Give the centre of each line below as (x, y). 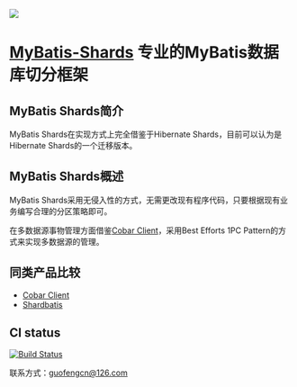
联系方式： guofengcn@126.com (68, 373)
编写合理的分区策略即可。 (64, 211)
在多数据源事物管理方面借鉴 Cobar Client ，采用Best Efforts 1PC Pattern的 (144, 230)
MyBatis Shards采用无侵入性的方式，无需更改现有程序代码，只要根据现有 (145, 200)
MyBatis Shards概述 (67, 177)
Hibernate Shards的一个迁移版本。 (73, 145)
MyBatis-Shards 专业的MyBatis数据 (144, 53)
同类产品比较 (45, 273)
